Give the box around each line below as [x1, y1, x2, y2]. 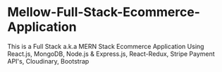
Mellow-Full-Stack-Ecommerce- [7, 4, 201, 20]
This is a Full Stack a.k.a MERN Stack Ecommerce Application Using [7, 42, 204, 50]
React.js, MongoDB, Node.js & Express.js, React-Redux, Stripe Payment [7, 50, 215, 58]
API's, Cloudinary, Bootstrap [7, 57, 90, 65]
